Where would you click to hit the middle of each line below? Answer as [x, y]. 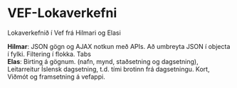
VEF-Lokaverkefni [62, 13]
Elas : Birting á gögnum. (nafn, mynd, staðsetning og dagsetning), [103, 61]
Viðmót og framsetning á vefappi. [56, 77]
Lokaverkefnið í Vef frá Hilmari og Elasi [64, 33]
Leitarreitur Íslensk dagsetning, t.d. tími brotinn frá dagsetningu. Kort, [109, 69]
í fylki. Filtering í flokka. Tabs [49, 54]
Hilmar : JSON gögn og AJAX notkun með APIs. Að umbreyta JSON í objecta [119, 46]
